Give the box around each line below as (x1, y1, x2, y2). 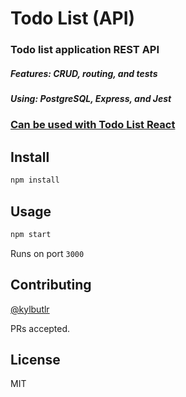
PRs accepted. (10, 322, 71, 334)
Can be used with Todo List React (10, 118, 176, 132)
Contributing (10, 277, 92, 294)
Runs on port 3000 (10, 247, 85, 259)
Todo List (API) (10, 7, 136, 30)
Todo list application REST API (10, 43, 160, 57)
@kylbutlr (10, 303, 50, 315)
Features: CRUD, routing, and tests (10, 67, 158, 79)
